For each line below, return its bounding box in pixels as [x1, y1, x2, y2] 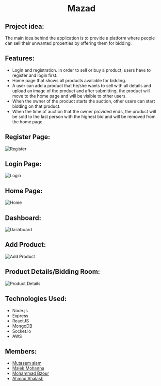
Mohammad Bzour [12, 370, 49, 376]
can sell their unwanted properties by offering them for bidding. [5, 40, 132, 46]
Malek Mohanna [12, 365, 45, 371]
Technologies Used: [5, 295, 67, 303]
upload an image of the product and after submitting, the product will [12, 88, 150, 94]
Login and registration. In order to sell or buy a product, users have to [12, 67, 151, 73]
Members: [5, 347, 37, 355]
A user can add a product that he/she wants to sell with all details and [12, 83, 151, 88]
